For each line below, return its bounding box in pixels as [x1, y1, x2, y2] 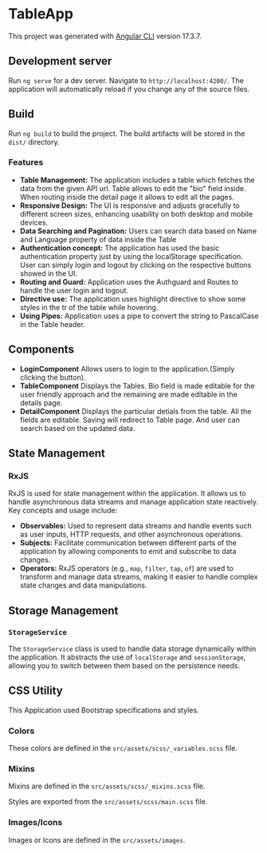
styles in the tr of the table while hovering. [19, 302, 159, 312]
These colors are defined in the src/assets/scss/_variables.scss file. [8, 743, 238, 753]
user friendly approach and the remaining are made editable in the [19, 389, 238, 399]
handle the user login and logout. [19, 285, 129, 295]
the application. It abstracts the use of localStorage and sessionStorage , [8, 652, 246, 662]
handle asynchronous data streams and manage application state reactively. [8, 497, 259, 507]
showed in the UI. [19, 269, 78, 278]
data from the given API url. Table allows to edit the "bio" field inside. [19, 183, 246, 193]
